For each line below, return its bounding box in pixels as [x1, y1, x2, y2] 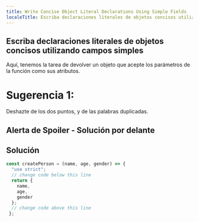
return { [11, 177, 33, 184]
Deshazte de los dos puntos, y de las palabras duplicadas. [6, 108, 149, 115]
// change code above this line [11, 205, 92, 211]
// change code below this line [11, 172, 92, 178]
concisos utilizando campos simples [6, 45, 144, 55]
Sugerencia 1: [6, 88, 75, 102]
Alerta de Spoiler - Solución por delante [6, 125, 155, 135]
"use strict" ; [11, 167, 46, 173]
